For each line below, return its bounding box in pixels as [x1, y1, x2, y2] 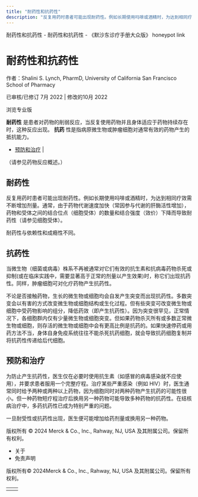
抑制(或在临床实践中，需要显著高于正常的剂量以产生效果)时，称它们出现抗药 [6, 273, 191, 280]
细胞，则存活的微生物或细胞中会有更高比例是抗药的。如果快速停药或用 [21, 322, 192, 329]
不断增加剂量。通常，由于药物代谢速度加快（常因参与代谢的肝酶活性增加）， [6, 202, 190, 209]
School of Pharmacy [6, 81, 56, 89]
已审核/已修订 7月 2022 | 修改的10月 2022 [6, 93, 108, 101]
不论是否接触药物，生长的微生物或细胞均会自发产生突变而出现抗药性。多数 [6, 292, 187, 299]
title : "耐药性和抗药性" [6, 8, 61, 15]
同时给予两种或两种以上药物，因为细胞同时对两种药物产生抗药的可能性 [11, 387, 181, 394]
